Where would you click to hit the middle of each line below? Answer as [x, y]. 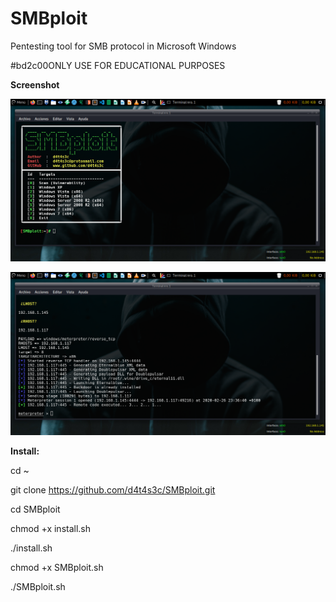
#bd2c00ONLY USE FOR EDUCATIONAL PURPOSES [118, 65]
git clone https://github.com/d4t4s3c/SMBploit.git [113, 489]
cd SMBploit [35, 509]
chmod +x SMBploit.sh [57, 567]
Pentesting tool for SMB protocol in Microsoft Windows [123, 46]
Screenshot [35, 84]
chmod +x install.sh [51, 528]
